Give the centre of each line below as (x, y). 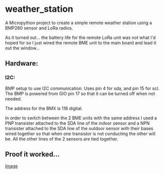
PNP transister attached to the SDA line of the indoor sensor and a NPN (78, 123)
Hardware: (22, 63)
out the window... (23, 48)
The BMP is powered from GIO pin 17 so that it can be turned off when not (80, 93)
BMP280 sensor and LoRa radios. (39, 28)
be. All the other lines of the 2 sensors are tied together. (62, 139)
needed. (14, 99)
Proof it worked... (33, 155)
